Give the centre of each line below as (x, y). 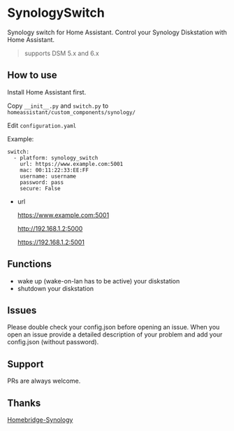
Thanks (24, 403)
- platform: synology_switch (56, 158)
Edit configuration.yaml (42, 125)
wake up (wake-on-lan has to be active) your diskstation (98, 281)
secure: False (40, 188)
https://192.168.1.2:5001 (51, 242)
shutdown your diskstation (56, 288)
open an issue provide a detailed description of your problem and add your (115, 334)
